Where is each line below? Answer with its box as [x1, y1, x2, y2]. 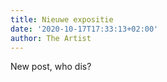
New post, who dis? [10, 61, 92, 73]
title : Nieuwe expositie [10, 14, 114, 25]
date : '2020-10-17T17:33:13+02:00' [10, 24, 159, 34]
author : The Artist [10, 33, 92, 43]
